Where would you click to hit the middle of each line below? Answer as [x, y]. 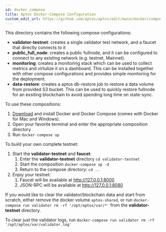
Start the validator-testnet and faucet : [52, 154]
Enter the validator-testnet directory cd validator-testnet [80, 159]
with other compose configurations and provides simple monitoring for [84, 74]
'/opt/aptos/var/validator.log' [38, 225]
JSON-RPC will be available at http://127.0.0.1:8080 [71, 185]
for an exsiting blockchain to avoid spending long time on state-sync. [83, 95]
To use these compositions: [33, 104]
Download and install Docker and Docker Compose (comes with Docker [85, 114]
